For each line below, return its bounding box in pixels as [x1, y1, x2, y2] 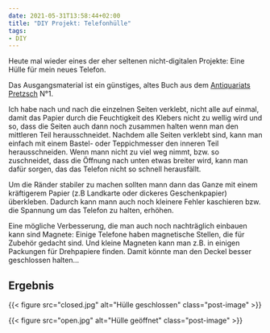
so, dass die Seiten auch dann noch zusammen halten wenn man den [8, 121, 239, 131]
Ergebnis [8, 278, 55, 292]
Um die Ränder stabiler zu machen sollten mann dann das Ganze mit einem [8, 180, 258, 190]
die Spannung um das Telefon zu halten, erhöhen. [8, 206, 175, 216]
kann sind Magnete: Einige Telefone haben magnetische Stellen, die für [8, 230, 245, 240]
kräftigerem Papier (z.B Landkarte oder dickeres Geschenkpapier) [8, 188, 227, 198]
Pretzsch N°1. [8, 89, 54, 99]
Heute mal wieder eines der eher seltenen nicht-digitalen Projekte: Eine [8, 56, 245, 66]
